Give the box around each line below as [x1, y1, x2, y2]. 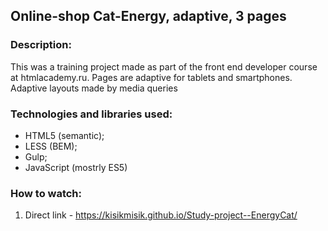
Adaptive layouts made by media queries [10, 82, 178, 94]
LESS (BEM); [24, 140, 78, 152]
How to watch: [10, 186, 83, 200]
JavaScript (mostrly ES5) [24, 161, 128, 173]
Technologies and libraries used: [10, 107, 173, 121]
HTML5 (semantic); [24, 129, 105, 141]
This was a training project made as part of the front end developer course [10, 60, 318, 73]
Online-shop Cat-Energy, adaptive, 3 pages [10, 8, 287, 25]
